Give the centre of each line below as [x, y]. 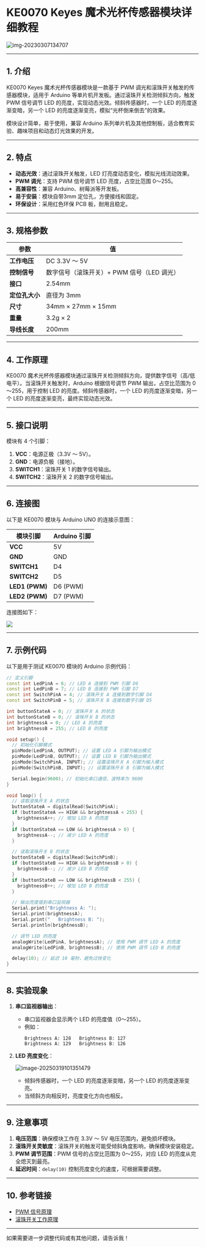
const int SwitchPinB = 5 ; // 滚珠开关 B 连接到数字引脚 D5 [79, 701]
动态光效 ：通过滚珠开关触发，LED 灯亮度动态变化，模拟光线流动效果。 [104, 173]
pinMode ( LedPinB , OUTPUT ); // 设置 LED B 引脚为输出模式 [81, 757]
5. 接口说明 [27, 425]
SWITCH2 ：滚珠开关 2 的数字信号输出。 [66, 477]
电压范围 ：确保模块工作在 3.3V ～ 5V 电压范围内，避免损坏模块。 [97, 1138]
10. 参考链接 [29, 1196]
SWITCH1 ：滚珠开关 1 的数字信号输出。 [65, 469]
